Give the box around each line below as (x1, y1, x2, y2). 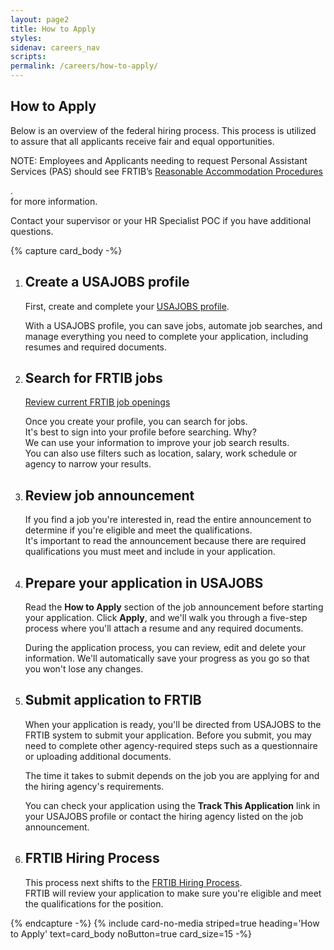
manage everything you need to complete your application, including (24, 330, 309, 342)
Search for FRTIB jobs (24, 370, 163, 387)
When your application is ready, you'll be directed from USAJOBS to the (24, 718, 322, 730)
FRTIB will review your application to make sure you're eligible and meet (24, 887, 322, 899)
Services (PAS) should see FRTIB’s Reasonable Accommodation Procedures (10, 165, 324, 177)
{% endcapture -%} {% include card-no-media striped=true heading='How (10, 917, 320, 929)
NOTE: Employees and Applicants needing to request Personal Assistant (10, 154, 308, 166)
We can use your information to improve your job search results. (24, 437, 290, 449)
